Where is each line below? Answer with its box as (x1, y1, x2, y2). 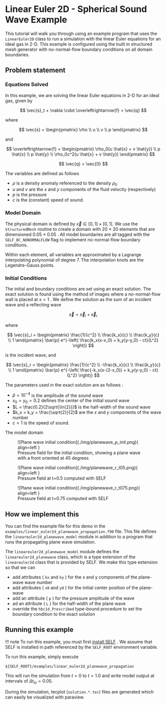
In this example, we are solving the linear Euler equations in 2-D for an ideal (5, 92, 160, 98)
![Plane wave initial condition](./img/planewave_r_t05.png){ (17, 465, 138, 471)
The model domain (5, 429, 44, 436)
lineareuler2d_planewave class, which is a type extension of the (5, 554, 136, 560)
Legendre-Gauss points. (5, 262, 55, 268)
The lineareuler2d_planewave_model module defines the (5, 549, 120, 555)
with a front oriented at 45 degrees (17, 455, 89, 461)
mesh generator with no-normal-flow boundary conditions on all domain (5, 46, 153, 52)
